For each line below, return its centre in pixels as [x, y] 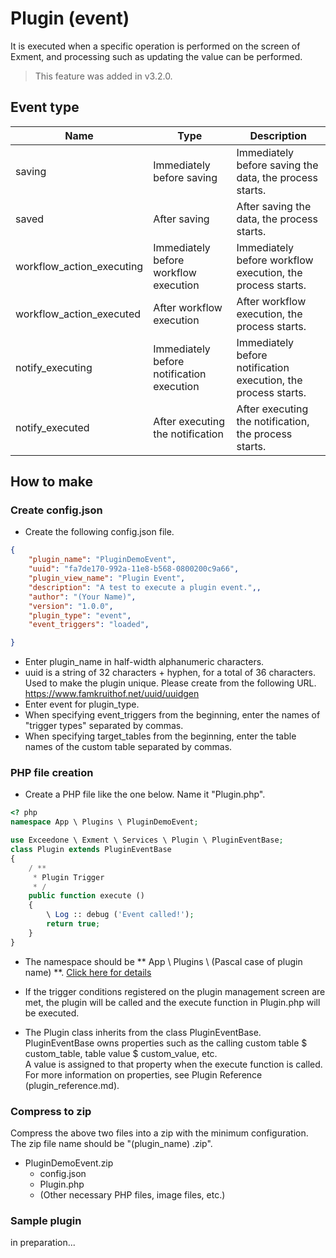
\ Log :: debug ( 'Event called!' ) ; [120, 915]
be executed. [52, 1013]
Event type [45, 107]
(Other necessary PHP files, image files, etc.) [132, 1195]
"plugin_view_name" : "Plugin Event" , [107, 578]
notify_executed [52, 427]
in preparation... [43, 1243]
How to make [52, 482]
